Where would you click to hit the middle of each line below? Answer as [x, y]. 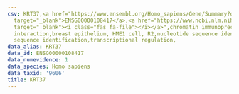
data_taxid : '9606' [36, 73]
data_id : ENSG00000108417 [46, 54]
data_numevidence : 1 [38, 60]
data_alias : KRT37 [34, 47]
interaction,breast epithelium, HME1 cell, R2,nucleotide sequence [116, 34]
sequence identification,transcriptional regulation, [95, 40]
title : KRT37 [27, 80]
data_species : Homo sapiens [49, 66]
